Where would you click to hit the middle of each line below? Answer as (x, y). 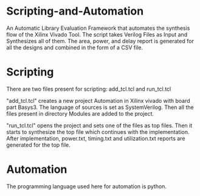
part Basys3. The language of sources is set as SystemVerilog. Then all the (100, 107)
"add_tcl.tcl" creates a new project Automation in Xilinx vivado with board (98, 100)
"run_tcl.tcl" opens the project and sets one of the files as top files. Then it (99, 125)
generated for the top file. (39, 145)
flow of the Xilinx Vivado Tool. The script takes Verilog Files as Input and (97, 34)
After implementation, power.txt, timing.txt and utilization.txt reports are (96, 138)
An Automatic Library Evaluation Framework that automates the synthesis (98, 28)
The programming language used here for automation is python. (87, 186)
